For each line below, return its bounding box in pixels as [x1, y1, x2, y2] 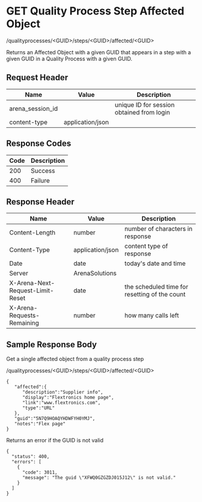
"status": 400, [11, 454, 50, 460]
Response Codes [6, 139, 72, 149]
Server [9, 269, 28, 278]
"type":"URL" [22, 405, 55, 411]
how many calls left [124, 312, 179, 320]
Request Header [6, 72, 69, 83]
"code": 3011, [22, 469, 58, 475]
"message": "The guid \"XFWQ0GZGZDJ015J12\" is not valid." [22, 475, 176, 481]
